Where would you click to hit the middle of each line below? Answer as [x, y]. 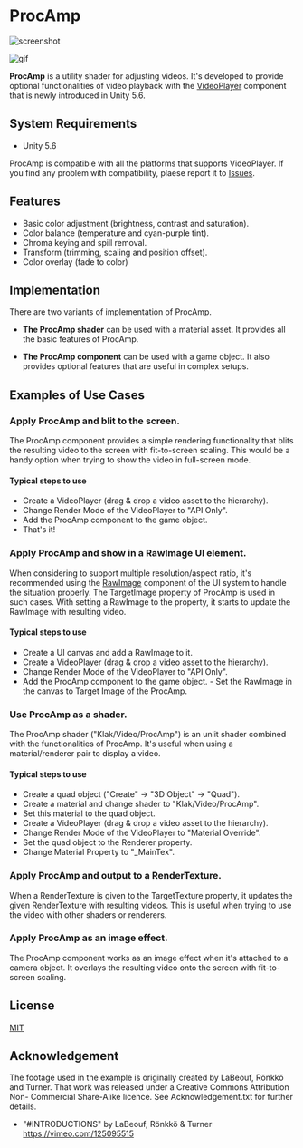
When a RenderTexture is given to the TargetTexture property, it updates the [151, 895]
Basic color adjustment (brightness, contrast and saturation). [136, 223]
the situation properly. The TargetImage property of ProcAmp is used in [142, 592]
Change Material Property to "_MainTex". [98, 852]
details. [23, 1106]
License [32, 1006]
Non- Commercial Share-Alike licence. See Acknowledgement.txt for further [151, 1097]
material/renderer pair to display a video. [85, 754]
